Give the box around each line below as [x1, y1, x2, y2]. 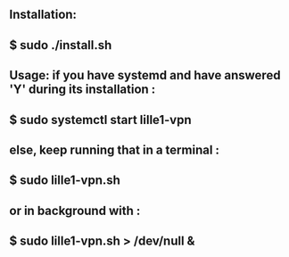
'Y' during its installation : [9, 82, 156, 97]
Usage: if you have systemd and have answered [9, 68, 281, 83]
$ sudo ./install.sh [9, 37, 112, 53]
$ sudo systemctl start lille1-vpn [9, 112, 192, 128]
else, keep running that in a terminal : [9, 142, 220, 157]
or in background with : [9, 203, 141, 218]
